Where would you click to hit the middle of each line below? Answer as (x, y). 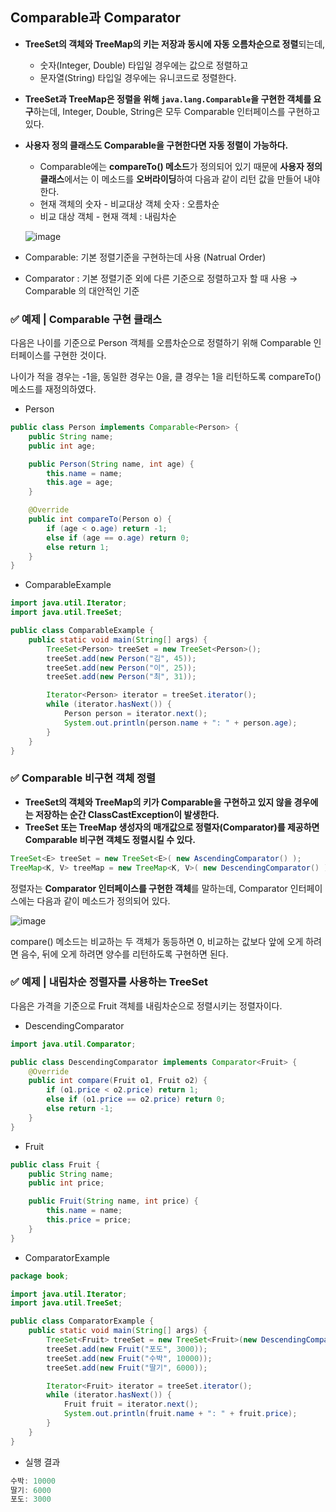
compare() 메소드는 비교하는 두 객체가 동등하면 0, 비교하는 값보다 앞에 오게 (157, 941)
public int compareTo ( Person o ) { (100, 519)
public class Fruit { (55, 1164)
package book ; (40, 1276)
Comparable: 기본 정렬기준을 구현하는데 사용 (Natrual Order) (145, 257)
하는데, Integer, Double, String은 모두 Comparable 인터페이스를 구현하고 (177, 111)
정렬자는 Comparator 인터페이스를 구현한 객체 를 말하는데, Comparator (149, 888)
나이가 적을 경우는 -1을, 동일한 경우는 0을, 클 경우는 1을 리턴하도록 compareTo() (166, 377)
